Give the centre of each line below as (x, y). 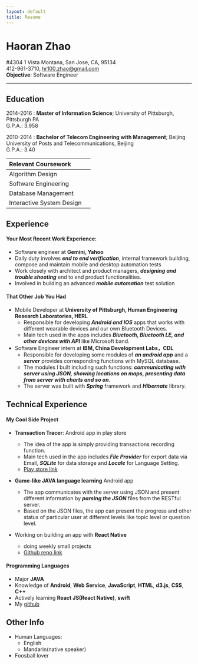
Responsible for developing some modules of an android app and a (106, 355)
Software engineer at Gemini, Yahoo (59, 252)
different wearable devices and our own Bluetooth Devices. (95, 329)
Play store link (40, 469)
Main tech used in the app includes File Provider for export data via (105, 457)
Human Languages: (38, 636)
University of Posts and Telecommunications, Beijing (70, 143)
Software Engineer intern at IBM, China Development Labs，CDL (94, 348)
